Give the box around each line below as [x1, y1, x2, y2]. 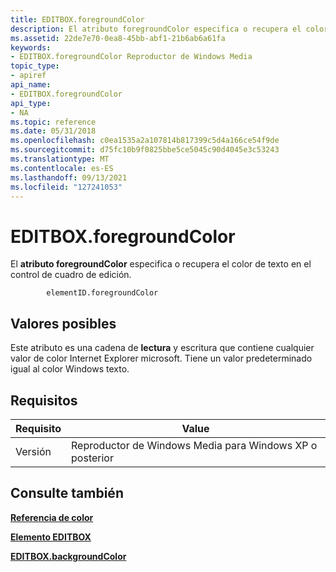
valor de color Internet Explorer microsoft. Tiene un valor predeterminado [10, 352, 313, 365]
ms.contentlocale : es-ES [10, 163, 114, 173]
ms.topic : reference [10, 117, 97, 127]
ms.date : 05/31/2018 [10, 126, 97, 136]
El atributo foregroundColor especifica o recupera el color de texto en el [10, 258, 312, 270]
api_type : [10, 98, 52, 108]
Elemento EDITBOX [10, 531, 92, 543]
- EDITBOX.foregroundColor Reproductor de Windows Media [10, 52, 253, 62]
